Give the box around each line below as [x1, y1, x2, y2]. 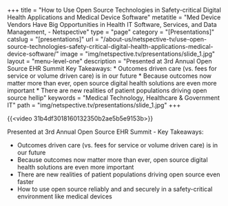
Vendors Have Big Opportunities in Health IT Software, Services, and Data [7, 21, 217, 28]
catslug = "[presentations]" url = [7, 35, 99, 43]
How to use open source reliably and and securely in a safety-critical [17, 185, 213, 193]
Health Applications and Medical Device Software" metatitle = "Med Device [7, 13, 221, 21]
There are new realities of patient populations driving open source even [17, 170, 220, 178]
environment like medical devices [17, 192, 112, 200]
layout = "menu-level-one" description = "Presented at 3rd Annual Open [7, 57, 212, 65]
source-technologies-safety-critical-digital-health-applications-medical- [7, 43, 214, 50]
